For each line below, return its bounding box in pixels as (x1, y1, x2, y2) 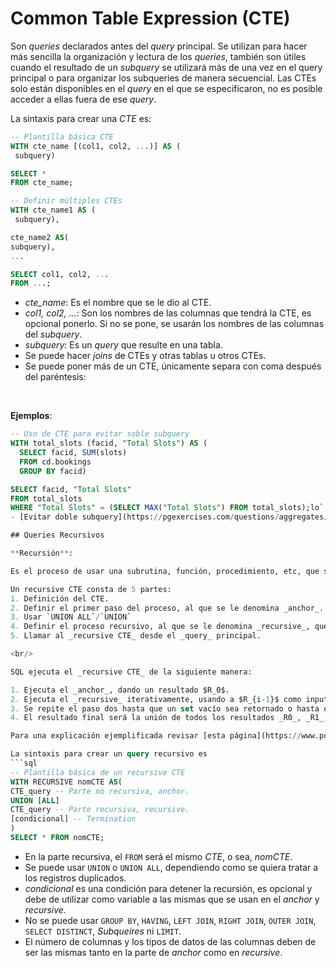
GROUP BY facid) (19, 466, 87, 476)
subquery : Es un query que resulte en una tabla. (24, 339, 223, 351)
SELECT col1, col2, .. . (10, 269, 110, 279)
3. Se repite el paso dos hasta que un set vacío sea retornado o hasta (10, 703, 320, 714)
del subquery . (24, 328, 83, 341)
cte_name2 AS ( (10, 232, 70, 242)
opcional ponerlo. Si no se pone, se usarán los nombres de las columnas (24, 318, 325, 330)
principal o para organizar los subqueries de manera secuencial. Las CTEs (10, 72, 317, 84)
